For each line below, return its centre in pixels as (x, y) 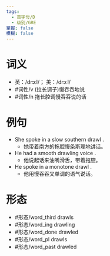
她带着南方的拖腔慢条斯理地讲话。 (65, 146)
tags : (13, 12)
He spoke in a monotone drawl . (53, 167)
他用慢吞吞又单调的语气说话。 (59, 174)
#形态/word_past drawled (46, 247)
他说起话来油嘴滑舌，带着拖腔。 (62, 160)
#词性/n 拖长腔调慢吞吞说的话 (50, 97)
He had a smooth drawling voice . (55, 153)
